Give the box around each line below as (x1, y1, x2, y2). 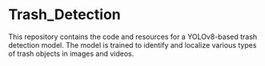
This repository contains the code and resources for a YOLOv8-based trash (8, 32, 258, 41)
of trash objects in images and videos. (8, 49, 135, 58)
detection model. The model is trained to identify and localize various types (8, 40, 257, 49)
